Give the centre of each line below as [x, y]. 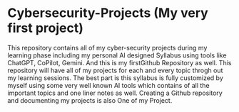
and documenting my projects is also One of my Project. [90, 100]
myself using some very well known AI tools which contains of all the [108, 85]
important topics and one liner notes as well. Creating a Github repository [115, 93]
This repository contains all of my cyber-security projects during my [107, 47]
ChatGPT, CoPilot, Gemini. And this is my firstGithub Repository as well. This [119, 62]
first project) [46, 28]
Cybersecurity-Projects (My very [108, 13]
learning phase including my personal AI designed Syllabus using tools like [117, 55]
